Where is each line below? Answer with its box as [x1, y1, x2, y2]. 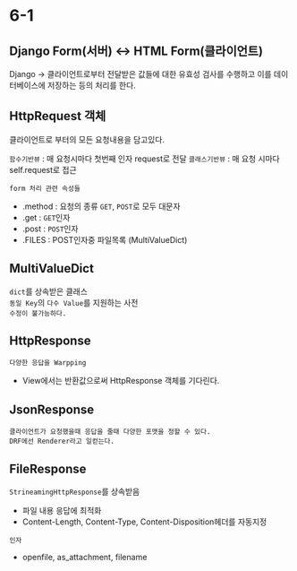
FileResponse [9, 461, 87, 476]
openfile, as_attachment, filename [21, 552, 148, 563]
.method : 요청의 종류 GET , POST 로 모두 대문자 [21, 201, 181, 212]
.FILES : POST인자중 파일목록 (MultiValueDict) [21, 234, 188, 245]
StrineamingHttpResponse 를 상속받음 [9, 486, 140, 497]
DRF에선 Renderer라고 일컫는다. [9, 437, 115, 446]
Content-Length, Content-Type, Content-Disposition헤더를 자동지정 [21, 516, 267, 527]
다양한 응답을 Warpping [9, 359, 87, 368]
